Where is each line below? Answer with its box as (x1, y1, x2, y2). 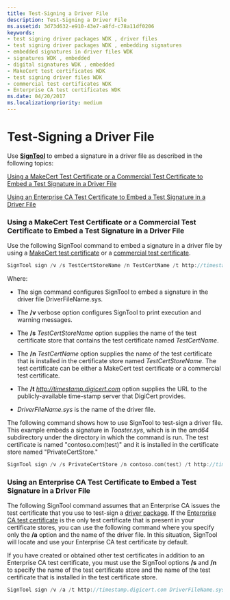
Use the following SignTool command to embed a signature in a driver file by (7, 242, 222, 250)
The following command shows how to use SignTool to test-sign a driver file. (7, 418, 223, 426)
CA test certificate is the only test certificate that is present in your (7, 516, 194, 524)
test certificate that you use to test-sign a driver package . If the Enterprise (7, 509, 217, 517)
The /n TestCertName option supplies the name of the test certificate (16, 349, 212, 358)
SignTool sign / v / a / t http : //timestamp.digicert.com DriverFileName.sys (7, 586, 225, 594)
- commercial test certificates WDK (7, 80, 112, 87)
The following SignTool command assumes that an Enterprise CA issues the (7, 502, 220, 510)
